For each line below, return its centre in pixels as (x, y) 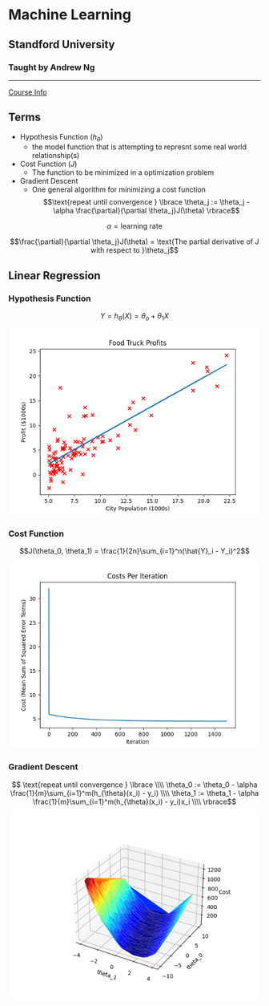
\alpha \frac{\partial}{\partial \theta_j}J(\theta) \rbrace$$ (147, 211)
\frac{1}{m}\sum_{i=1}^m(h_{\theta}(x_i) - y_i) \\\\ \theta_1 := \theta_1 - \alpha (134, 793)
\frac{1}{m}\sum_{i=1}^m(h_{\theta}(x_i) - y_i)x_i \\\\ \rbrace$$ (134, 801)
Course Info (28, 92)
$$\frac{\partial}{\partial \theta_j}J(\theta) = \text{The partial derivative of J (134, 241)
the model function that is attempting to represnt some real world (139, 147)
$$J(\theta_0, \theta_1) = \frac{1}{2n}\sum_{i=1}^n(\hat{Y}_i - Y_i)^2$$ (134, 551)
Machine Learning (70, 15)
